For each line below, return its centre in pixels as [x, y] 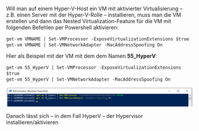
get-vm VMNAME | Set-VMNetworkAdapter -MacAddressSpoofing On [84, 45]
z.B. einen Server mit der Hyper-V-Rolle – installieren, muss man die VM [94, 15]
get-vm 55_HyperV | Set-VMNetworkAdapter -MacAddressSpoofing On [88, 79]
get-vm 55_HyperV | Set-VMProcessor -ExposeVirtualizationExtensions [94, 68]
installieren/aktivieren [32, 122]
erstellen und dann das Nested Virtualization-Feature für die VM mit [89, 21]
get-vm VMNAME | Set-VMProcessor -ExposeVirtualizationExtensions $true [98, 39]
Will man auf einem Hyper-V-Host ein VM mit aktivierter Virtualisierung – [94, 9]
